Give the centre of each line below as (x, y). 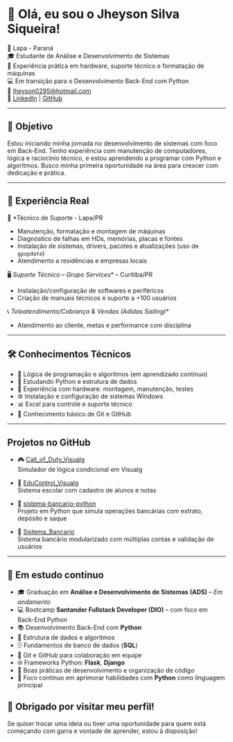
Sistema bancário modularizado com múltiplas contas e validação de (115, 539)
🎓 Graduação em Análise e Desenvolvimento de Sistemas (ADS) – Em (120, 592)
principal (30, 685)
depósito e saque (42, 518)
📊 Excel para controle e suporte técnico (75, 404)
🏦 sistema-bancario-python (57, 504)
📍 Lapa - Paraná (30, 48)
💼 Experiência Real (48, 201)
